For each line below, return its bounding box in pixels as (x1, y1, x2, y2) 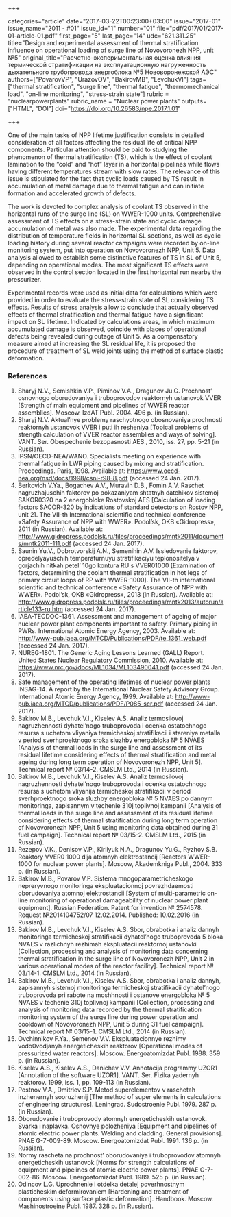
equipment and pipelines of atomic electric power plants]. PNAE (17, 1166, 199, 1174)
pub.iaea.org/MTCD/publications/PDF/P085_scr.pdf (17, 700, 164, 708)
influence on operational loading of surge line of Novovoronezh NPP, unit (8, 46, 215, 54)
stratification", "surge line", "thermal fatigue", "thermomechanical (36, 83, 220, 90)
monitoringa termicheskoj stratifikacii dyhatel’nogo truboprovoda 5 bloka (17, 933, 223, 941)
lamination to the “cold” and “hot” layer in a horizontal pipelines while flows (8, 160, 220, 168)
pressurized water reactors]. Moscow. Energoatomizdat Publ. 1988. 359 (17, 1049, 221, 1057)
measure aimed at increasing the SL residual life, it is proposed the (8, 340, 196, 347)
